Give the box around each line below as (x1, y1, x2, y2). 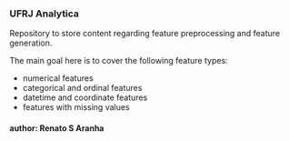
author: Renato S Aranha (9, 122, 105, 134)
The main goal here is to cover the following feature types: (9, 55, 229, 66)
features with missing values (22, 102, 130, 113)
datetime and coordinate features (22, 92, 148, 103)
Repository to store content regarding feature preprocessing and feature (9, 28, 280, 39)
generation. (9, 37, 53, 48)
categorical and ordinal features (22, 83, 143, 94)
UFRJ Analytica (9, 7, 80, 20)
